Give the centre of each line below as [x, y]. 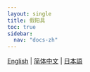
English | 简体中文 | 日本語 [45, 61]
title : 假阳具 [26, 20]
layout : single [30, 14]
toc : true [22, 27]
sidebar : [20, 34]
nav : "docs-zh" [36, 40]
